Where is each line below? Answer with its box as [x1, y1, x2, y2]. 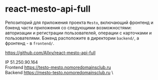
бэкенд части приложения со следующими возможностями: [5, 24, 132, 30]
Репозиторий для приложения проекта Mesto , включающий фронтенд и [5, 20, 154, 25]
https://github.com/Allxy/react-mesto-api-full [5, 50, 96, 56]
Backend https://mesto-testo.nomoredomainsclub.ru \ [5, 69, 114, 75]
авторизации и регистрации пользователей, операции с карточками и [5, 30, 152, 36]
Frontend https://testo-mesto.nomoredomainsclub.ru [5, 64, 111, 70]
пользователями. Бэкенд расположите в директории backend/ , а [5, 35, 139, 41]
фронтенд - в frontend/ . [5, 40, 55, 46]
